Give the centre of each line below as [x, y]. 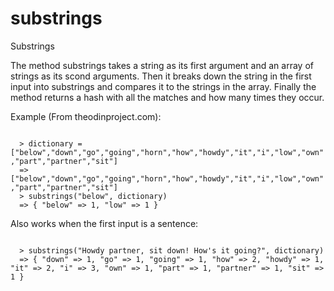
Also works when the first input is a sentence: [104, 223]
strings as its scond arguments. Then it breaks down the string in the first [161, 76]
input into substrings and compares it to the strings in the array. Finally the [163, 86]
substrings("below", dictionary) [98, 196]
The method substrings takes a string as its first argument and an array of [162, 65]
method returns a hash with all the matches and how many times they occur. [167, 97]
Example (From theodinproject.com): [86, 116]
